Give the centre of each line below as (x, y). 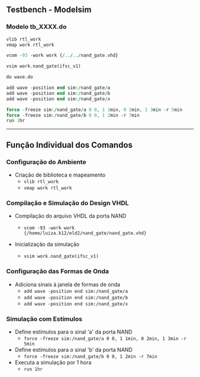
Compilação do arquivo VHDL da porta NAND (71, 216)
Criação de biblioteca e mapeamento (60, 175)
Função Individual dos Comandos (69, 145)
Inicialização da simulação (47, 245)
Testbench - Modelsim (49, 10)
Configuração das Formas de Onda (57, 271)
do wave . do (20, 77)
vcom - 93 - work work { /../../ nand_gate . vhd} (62, 55)
